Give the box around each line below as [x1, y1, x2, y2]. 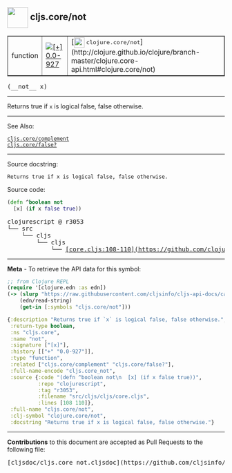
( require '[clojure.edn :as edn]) [7, 284, 107, 291]
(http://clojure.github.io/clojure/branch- [71, 47, 200, 57]
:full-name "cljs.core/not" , [10, 406, 95, 413]
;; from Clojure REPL [7, 278, 70, 285]
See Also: [7, 122, 35, 130]
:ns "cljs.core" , [10, 329, 60, 336]
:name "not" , [10, 336, 48, 342]
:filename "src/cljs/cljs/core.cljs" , [37, 393, 150, 400]
